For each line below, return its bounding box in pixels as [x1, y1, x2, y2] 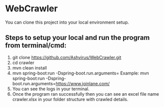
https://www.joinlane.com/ [55, 80, 110, 86]
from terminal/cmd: [5, 41, 67, 50]
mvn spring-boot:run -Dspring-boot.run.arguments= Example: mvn [12, 70, 150, 76]
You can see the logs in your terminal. [12, 86, 90, 92]
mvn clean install [12, 65, 47, 71]
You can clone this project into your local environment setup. [5, 19, 129, 25]
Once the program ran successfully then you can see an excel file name [12, 91, 160, 97]
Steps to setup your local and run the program [5, 34, 150, 42]
